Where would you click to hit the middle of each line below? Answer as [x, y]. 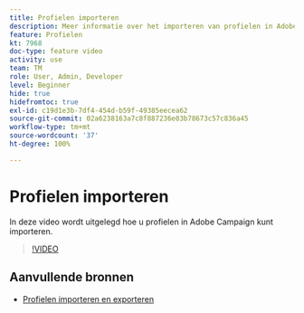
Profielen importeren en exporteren [88, 299]
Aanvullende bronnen [71, 277]
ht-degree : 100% [40, 144]
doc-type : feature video [56, 52]
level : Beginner [40, 85]
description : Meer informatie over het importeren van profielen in [141, 26]
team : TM [26, 69]
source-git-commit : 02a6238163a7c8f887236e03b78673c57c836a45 [129, 119]
